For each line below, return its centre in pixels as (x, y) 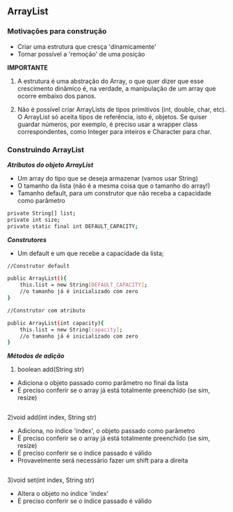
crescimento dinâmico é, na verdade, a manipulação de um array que (116, 88)
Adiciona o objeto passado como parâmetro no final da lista (103, 383)
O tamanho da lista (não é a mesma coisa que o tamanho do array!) (114, 186)
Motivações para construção (57, 31)
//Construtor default (39, 266)
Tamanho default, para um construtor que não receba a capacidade (114, 193)
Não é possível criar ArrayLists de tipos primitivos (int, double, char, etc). (122, 109)
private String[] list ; (42, 213)
